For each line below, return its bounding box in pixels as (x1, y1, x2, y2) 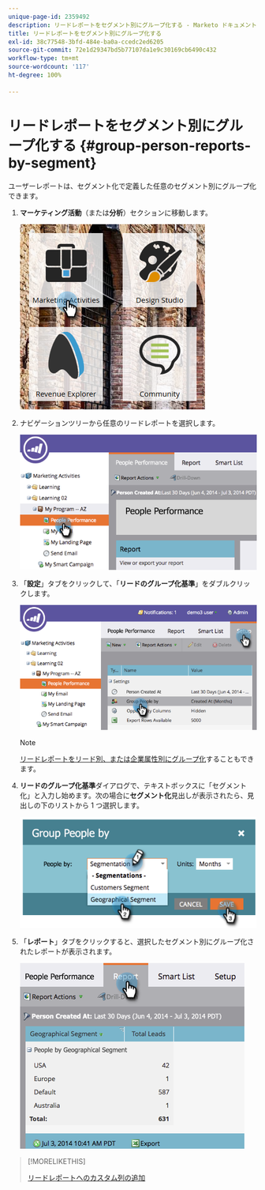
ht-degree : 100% (8, 71, 62, 79)
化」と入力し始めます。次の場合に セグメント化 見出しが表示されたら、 (19, 791, 248, 800)
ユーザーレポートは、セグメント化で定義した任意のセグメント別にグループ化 (8, 181, 256, 190)
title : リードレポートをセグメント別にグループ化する (8, 29, 162, 37)
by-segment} (8, 154, 97, 171)
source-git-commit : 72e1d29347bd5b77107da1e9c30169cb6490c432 (8, 46, 217, 55)
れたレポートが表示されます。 (19, 947, 117, 956)
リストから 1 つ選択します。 (54, 800, 144, 810)
